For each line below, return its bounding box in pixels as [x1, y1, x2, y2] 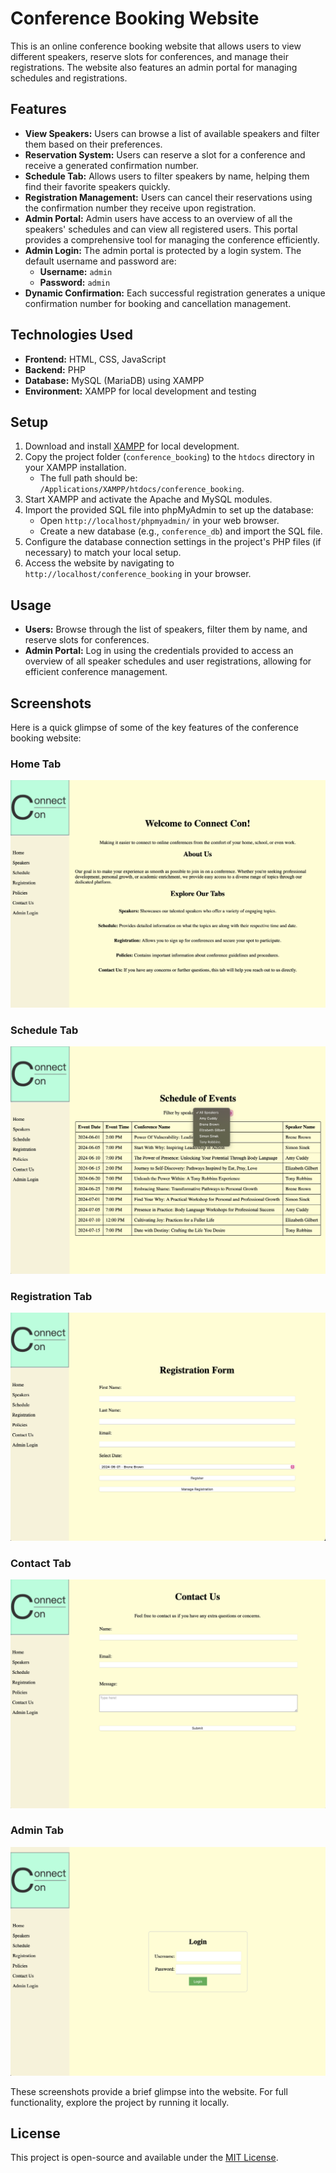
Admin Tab [10, 1823, 65, 1837]
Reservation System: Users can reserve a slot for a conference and [24, 148, 306, 161]
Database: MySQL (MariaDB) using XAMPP [24, 374, 205, 386]
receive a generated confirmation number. [24, 159, 199, 171]
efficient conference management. [24, 666, 168, 678]
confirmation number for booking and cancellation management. [24, 297, 292, 309]
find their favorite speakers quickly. [24, 180, 171, 192]
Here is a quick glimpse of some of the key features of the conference [10, 722, 299, 733]
